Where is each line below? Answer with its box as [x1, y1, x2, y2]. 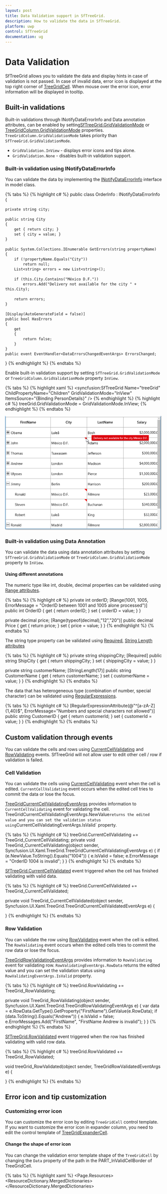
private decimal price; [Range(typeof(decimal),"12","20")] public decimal [5, 617, 153, 623]
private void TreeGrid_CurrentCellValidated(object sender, [5, 898, 124, 904]
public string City [5, 217, 46, 222]
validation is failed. [5, 757, 44, 763]
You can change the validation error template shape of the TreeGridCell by [5, 1152, 159, 1158]
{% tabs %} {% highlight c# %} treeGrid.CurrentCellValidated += [5, 883, 138, 889]
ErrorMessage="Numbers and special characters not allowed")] [24, 708, 155, 714]
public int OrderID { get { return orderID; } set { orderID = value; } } [5, 608, 141, 614]
